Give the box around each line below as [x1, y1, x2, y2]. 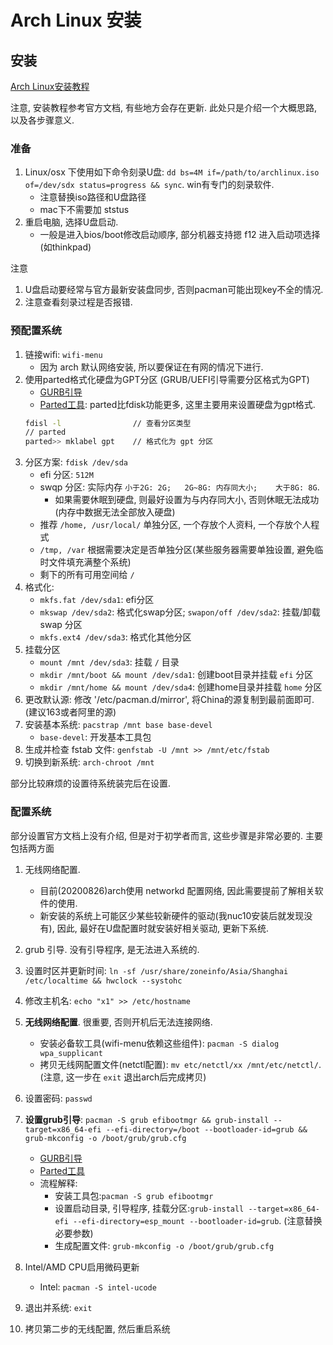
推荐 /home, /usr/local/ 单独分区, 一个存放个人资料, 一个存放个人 [39, 519, 312, 531]
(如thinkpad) [39, 241, 92, 253]
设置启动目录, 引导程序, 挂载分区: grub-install [54, 1202, 245, 1214]
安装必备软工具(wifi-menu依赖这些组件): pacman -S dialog [39, 1037, 280, 1049]
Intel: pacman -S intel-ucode [39, 1281, 157, 1293]
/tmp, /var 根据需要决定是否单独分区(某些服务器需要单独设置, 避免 [39, 544, 315, 556]
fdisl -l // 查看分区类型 [24, 418, 192, 428]
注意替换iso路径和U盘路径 [39, 191, 147, 203]
